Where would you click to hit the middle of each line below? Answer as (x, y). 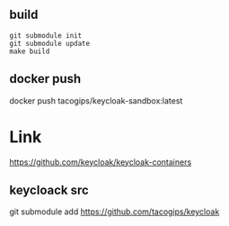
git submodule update (50, 43)
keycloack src (49, 190)
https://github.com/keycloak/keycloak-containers (101, 162)
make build (30, 51)
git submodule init (46, 35)
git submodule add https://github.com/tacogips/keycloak (114, 212)
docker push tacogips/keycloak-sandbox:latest (96, 100)
